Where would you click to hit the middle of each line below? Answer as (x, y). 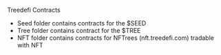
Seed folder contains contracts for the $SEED (82, 23)
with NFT (30, 45)
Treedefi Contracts (34, 10)
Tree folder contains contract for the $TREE (79, 31)
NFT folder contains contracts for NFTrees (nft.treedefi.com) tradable (116, 38)
